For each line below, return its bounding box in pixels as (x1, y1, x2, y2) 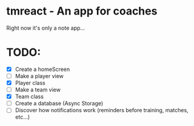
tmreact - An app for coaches (6, 4, 158, 18)
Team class (15, 93, 44, 101)
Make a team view (15, 86, 61, 93)
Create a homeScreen (15, 65, 70, 73)
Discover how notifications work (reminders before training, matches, (15, 107, 189, 114)
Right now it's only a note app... (6, 24, 85, 31)
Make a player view (15, 72, 64, 79)
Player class (15, 79, 45, 86)
